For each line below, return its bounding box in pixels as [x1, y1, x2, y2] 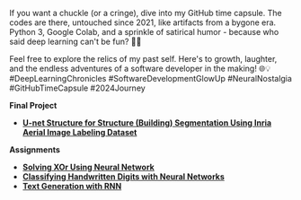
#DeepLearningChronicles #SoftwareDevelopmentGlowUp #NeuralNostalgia [9, 74, 292, 83]
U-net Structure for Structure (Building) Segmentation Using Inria [22, 117, 272, 128]
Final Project [9, 100, 58, 110]
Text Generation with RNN [22, 181, 122, 191]
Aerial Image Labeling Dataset [22, 127, 137, 137]
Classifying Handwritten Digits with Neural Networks [22, 171, 225, 182]
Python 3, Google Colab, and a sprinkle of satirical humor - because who [9, 27, 279, 37]
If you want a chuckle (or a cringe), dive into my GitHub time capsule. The [9, 8, 282, 18]
